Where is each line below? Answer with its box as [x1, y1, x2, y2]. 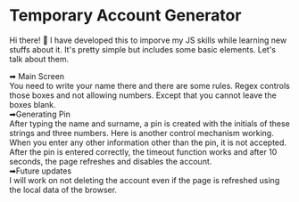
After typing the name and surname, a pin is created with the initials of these [9, 117, 290, 129]
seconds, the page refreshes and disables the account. [9, 156, 212, 166]
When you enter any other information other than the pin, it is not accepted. [9, 137, 287, 148]
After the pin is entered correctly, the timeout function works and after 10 [9, 146, 278, 157]
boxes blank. [9, 99, 56, 109]
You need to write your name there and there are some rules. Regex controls [9, 80, 290, 91]
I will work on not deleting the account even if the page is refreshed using [9, 174, 280, 185]
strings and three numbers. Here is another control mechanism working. [9, 127, 274, 138]
